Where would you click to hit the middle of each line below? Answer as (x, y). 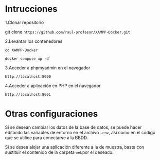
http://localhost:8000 (28, 76)
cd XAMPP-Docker (21, 50)
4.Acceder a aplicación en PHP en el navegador (53, 86)
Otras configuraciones (52, 114)
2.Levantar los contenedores (34, 41)
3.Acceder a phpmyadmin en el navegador (48, 68)
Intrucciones (31, 9)
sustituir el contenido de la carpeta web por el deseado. (59, 152)
